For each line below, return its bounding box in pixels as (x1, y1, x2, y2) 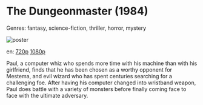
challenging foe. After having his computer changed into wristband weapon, (6, 79, 196, 86)
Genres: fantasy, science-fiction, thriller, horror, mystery (6, 24, 147, 32)
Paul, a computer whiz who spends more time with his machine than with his (6, 59, 198, 67)
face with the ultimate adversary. (6, 92, 88, 99)
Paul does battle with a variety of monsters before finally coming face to (6, 85, 187, 92)
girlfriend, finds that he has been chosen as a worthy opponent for (6, 66, 173, 73)
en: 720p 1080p (6, 47, 45, 55)
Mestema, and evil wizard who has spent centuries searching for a (6, 72, 173, 80)
